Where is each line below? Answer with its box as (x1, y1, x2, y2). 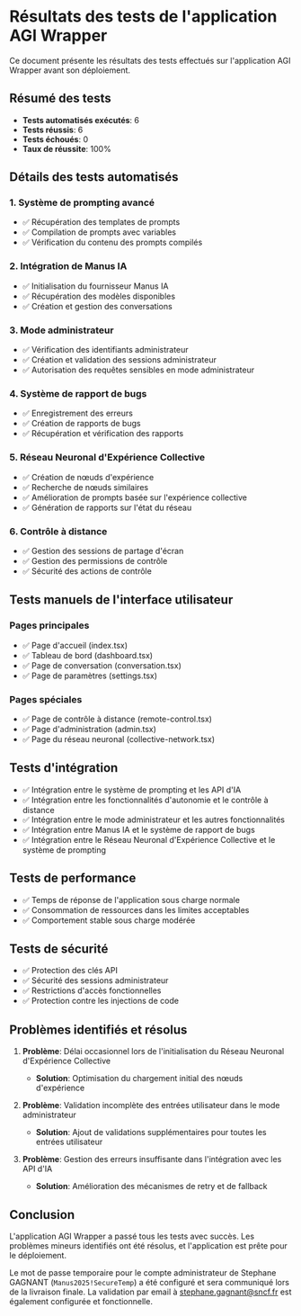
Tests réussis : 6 (22, 124, 84, 135)
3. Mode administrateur (9, 324, 114, 336)
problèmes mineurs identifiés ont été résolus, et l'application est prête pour (9, 1240, 288, 1251)
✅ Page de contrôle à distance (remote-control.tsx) (22, 713, 213, 724)
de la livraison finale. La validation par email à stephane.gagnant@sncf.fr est (9, 1286, 292, 1297)
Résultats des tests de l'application (9, 6, 278, 27)
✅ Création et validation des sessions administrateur (22, 354, 217, 365)
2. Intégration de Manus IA (9, 260, 128, 273)
